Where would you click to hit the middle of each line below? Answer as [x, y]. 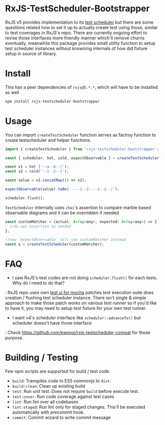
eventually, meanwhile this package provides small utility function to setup [80, 43]
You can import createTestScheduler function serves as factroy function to [81, 135]
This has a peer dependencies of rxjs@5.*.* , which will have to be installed [82, 87]
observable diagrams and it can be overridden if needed [62, 213]
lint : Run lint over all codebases [45, 402]
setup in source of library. [31, 53]
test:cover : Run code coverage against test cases [63, 396]
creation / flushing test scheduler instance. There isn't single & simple [76, 298]
